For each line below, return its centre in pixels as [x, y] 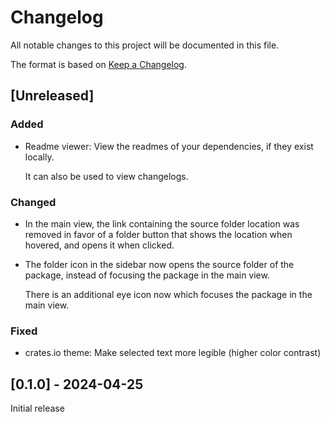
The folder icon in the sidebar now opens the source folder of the [159, 264]
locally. [39, 157]
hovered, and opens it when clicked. [99, 245]
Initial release [37, 408]
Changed [33, 202]
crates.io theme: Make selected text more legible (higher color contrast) [173, 353]
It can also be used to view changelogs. [106, 176]
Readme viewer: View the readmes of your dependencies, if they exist [169, 146]
